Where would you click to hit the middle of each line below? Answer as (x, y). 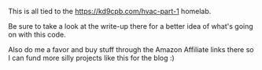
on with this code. (37, 35)
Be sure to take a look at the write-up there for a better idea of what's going (131, 26)
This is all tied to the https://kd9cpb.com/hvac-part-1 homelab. (110, 11)
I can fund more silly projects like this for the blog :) (91, 58)
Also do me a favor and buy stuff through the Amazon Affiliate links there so (131, 49)
